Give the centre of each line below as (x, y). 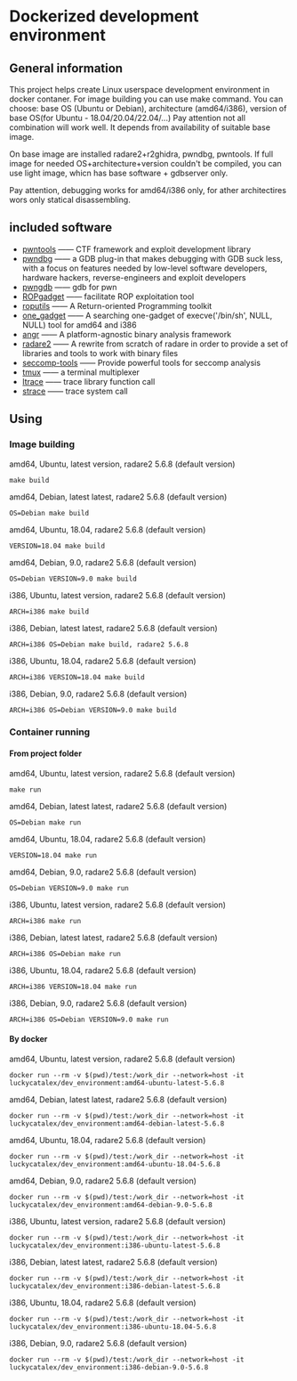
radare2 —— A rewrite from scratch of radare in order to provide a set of (155, 344)
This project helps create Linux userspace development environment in (140, 89)
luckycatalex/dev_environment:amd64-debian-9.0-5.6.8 (111, 1205)
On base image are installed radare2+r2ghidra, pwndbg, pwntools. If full (141, 154)
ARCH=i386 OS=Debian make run (65, 954)
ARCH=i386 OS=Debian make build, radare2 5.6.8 (99, 644)
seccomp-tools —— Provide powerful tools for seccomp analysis (141, 362)
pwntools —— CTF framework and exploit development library (136, 249)
